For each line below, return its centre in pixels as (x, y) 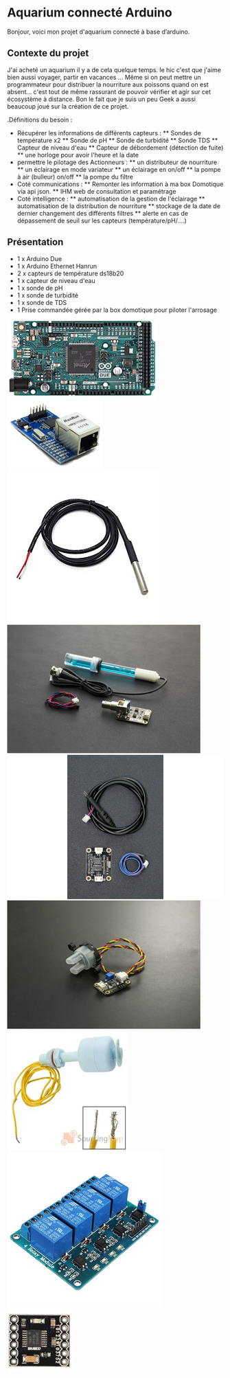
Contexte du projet (48, 53)
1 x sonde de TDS (42, 302)
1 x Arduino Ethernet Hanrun (57, 266)
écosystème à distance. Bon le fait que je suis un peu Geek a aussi (101, 99)
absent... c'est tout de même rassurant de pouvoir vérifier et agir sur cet (109, 91)
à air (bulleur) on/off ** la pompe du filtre (75, 177)
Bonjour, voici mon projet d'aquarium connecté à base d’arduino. (99, 32)
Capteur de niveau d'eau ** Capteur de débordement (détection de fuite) (120, 147)
